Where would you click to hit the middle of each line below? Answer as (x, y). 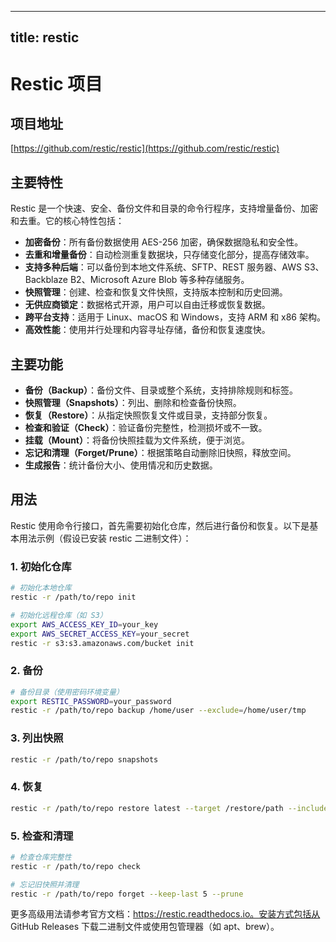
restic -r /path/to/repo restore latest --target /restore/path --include (169, 808)
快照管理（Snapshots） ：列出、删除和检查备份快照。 (133, 403)
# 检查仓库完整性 (41, 857)
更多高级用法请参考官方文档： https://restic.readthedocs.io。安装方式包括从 (165, 914)
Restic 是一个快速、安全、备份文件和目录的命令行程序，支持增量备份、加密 (164, 208)
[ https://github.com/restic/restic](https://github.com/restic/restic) (145, 148)
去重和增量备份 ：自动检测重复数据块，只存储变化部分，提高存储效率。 (169, 255)
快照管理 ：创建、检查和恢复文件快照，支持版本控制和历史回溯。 (156, 292)
